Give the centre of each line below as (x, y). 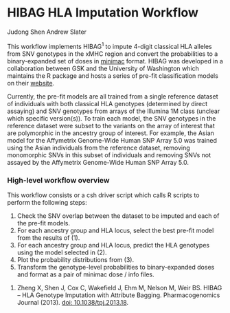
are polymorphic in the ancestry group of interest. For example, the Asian (111, 133)
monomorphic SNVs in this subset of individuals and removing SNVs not (109, 155)
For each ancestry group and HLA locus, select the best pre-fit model (115, 230)
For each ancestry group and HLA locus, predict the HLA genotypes (113, 245)
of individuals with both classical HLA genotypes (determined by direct (107, 103)
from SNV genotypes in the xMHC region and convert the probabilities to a (113, 54)
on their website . (31, 83)
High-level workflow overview (58, 180)
